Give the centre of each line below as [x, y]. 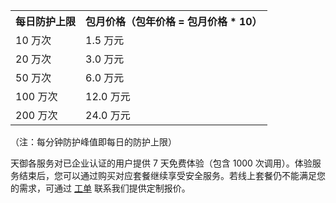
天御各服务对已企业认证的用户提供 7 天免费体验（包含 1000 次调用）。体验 [161, 163]
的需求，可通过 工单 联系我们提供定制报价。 [100, 188]
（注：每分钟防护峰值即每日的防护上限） [93, 142]
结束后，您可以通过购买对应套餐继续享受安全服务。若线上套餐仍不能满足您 [172, 175]
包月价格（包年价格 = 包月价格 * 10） [174, 21]
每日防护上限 [46, 21]
